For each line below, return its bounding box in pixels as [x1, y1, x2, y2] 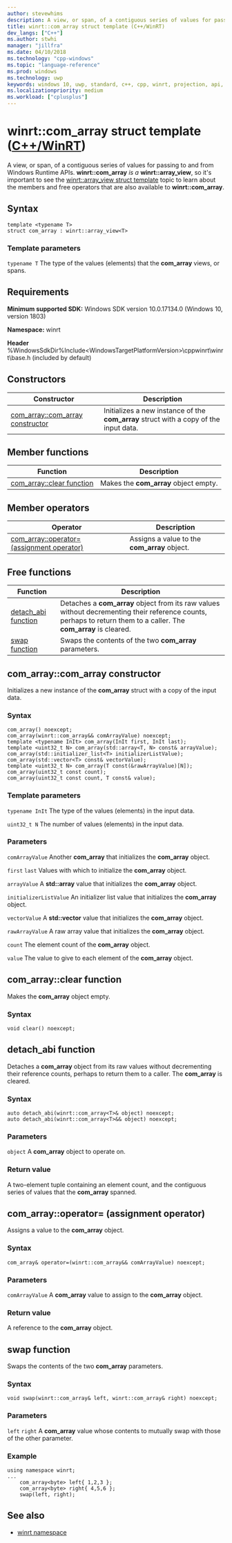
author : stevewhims [7, 10, 64, 17]
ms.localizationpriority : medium [7, 87, 104, 94]
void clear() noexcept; [7, 1025, 76, 1032]
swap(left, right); [19, 1491, 76, 1498]
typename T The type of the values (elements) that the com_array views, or [7, 259, 220, 267]
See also [7, 1510, 45, 1522]
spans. [7, 267, 26, 275]
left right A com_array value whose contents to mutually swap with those [7, 1426, 221, 1435]
